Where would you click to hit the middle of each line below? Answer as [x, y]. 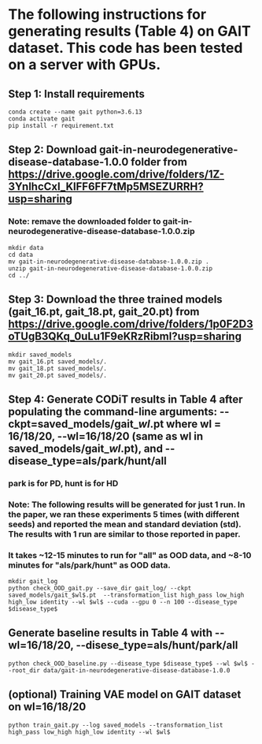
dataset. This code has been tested [125, 48]
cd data [21, 255]
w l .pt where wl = [180, 424]
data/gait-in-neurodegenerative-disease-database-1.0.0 [137, 670]
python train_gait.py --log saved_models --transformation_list [116, 725]
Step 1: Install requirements [77, 93]
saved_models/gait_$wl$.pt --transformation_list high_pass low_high [126, 595]
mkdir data [26, 247]
